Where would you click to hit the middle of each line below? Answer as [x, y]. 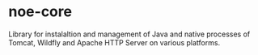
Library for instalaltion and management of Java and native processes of [129, 34]
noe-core [40, 12]
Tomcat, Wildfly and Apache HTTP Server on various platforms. [114, 42]
